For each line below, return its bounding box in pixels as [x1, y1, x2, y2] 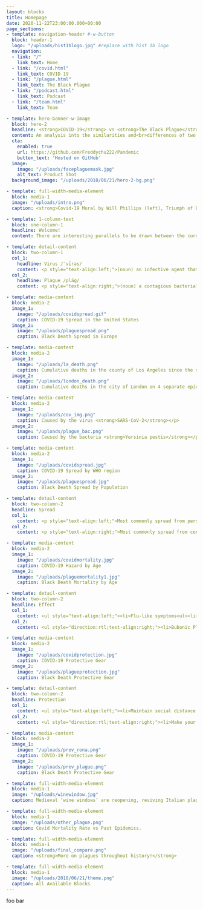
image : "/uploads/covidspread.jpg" [17, 462, 107, 468]
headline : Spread [11, 507, 56, 513]
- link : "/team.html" [11, 99, 66, 105]
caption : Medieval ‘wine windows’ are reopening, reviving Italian [11, 797, 185, 804]
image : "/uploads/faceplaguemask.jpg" [17, 166, 115, 172]
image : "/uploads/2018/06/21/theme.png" [11, 875, 115, 881]
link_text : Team [17, 104, 59, 111]
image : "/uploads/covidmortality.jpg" [17, 557, 115, 563]
